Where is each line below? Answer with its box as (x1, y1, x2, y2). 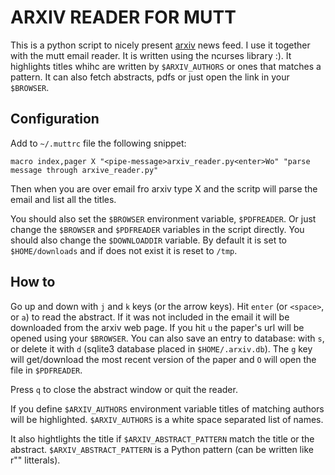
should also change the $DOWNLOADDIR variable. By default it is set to (10, 234, 287, 246)
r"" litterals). (10, 454, 61, 466)
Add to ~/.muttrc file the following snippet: (10, 137, 187, 149)
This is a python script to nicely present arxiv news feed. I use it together (10, 39, 311, 51)
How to (10, 274, 56, 291)
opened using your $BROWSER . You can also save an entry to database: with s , (10, 332, 325, 344)
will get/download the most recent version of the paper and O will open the (10, 353, 317, 365)
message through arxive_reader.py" (10, 165, 159, 175)
